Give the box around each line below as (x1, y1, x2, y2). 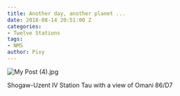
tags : (7, 36, 23, 43)
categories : (7, 23, 42, 30)
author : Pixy (7, 49, 45, 56)
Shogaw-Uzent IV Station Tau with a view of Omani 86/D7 (7, 81, 173, 89)
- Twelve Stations (7, 29, 60, 37)
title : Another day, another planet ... (7, 10, 126, 17)
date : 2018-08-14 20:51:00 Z (7, 17, 92, 23)
